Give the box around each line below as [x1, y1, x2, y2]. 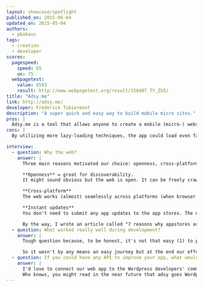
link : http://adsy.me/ [6, 99, 63, 105]
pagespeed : [11, 59, 39, 65]
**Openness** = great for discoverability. [22, 171, 134, 177]
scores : [6, 54, 26, 60]
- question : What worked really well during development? [11, 226, 161, 233]
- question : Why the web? [11, 149, 77, 155]
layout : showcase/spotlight [6, 8, 77, 15]
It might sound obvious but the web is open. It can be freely [22, 177, 185, 183]
